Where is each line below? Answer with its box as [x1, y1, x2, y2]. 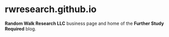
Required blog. [5, 25, 37, 31]
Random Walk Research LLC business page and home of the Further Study [5, 20, 164, 26]
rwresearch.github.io [5, 4, 97, 15]
